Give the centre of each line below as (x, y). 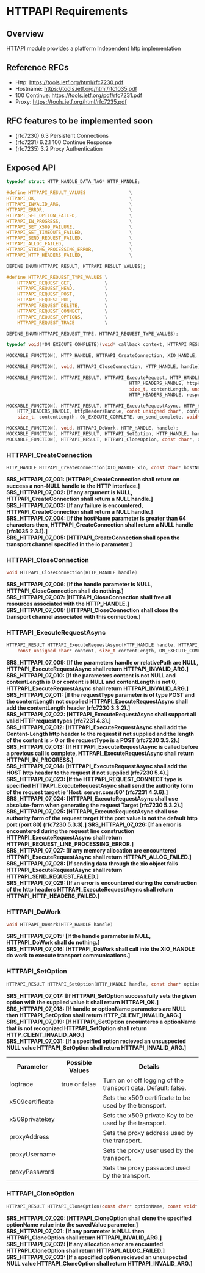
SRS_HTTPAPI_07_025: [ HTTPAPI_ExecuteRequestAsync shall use (92, 812)
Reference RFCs (38, 67)
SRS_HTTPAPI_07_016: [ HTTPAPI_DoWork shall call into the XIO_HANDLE (101, 949)
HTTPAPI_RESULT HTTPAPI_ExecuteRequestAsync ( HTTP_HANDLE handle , (91, 645)
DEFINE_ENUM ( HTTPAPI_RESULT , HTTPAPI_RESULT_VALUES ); (76, 266)
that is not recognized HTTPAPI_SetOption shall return (77, 1028)
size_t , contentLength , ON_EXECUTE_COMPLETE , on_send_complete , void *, (110, 417)
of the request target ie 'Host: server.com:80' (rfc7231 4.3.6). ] (87, 792)
